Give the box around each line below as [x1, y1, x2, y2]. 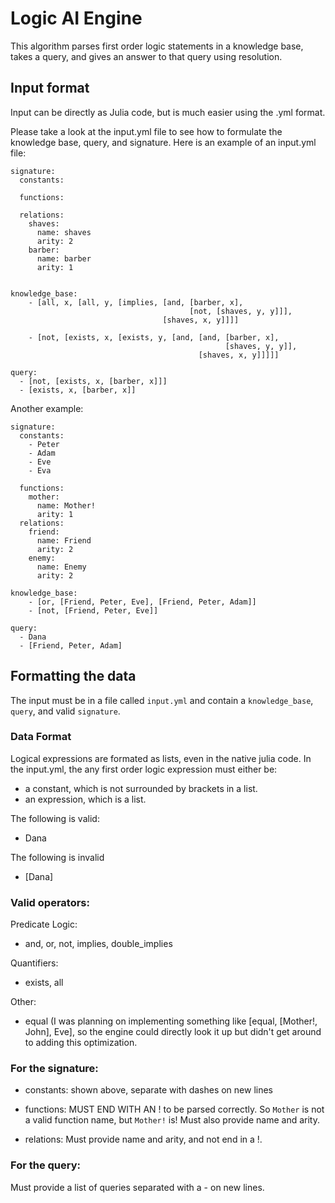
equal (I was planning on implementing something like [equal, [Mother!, [24, 1015, 318, 1027]
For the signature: [10, 1062, 99, 1076]
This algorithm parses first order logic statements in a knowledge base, [10, 40, 304, 52]
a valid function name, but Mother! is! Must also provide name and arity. [24, 1114, 320, 1126]
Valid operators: [10, 895, 90, 909]
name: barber [36, 253, 92, 264]
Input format [10, 80, 90, 97]
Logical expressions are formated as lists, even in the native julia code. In [10, 752, 312, 764]
